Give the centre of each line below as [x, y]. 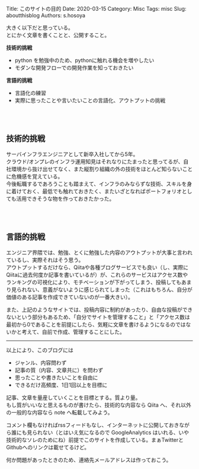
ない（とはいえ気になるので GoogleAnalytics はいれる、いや [116, 432]
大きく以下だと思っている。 [40, 28]
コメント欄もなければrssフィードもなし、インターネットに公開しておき [93, 425]
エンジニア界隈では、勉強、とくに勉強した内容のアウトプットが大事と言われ [99, 252]
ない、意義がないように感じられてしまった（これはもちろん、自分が [109, 289]
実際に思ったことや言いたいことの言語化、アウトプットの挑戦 [90, 100]
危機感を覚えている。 [37, 176]
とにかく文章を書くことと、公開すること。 [58, 35]
